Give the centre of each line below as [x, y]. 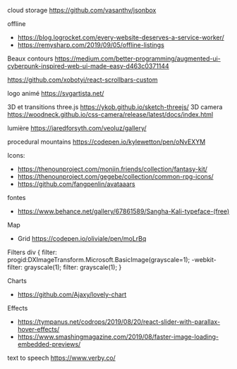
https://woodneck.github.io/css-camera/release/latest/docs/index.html [110, 114]
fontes [17, 198]
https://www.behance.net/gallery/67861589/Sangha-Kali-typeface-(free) [123, 211]
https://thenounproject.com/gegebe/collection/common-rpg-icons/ [115, 176]
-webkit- [204, 259]
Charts [17, 281]
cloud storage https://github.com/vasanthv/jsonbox [82, 10]
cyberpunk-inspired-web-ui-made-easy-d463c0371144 [88, 66]
